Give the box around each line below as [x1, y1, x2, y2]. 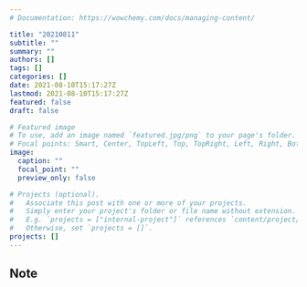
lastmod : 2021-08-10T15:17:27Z [9, 88, 129, 98]
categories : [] [9, 72, 68, 82]
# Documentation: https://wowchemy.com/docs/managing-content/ [9, 13, 256, 23]
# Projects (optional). [9, 190, 101, 199]
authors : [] [9, 56, 55, 65]
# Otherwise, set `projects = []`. [9, 224, 153, 233]
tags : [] [9, 64, 43, 73]
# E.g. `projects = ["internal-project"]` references [9, 215, 227, 224]
